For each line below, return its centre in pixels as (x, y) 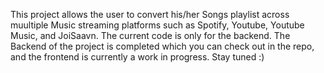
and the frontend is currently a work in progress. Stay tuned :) (137, 57)
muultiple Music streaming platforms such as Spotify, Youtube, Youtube (157, 25)
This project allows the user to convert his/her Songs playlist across (150, 14)
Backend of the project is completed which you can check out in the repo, (162, 46)
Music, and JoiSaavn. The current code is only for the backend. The (150, 35)
